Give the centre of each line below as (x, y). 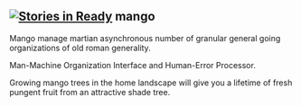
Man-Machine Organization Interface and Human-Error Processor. (132, 65)
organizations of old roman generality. (80, 48)
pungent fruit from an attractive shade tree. (90, 92)
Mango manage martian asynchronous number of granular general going (145, 38)
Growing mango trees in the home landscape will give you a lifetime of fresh (151, 83)
